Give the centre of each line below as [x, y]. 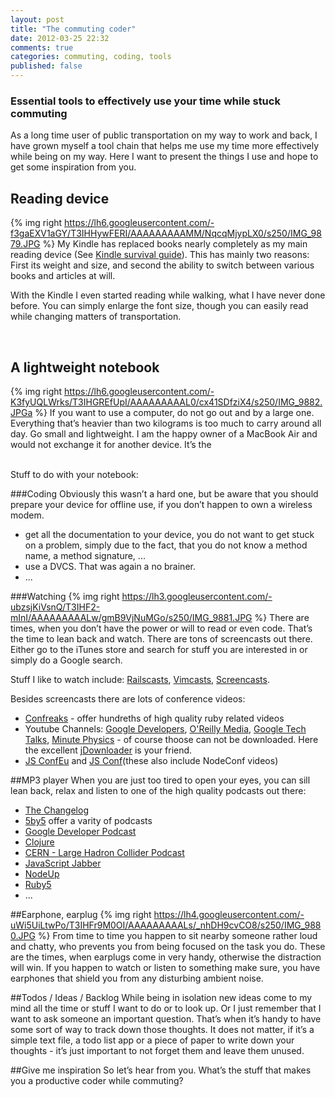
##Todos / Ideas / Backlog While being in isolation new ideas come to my [161, 997]
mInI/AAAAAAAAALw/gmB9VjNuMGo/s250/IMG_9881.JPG [131, 617]
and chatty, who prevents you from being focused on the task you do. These [168, 946]
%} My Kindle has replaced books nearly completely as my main [175, 244]
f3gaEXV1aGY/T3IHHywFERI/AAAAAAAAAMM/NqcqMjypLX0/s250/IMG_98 [166, 233]
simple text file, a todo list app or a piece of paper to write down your [152, 1040]
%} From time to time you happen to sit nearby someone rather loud [177, 935]
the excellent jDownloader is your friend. [108, 750]
